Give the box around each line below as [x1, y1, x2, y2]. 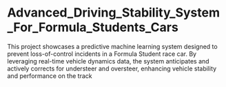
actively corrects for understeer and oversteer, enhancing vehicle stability [7, 64, 217, 72]
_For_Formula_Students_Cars [7, 19, 179, 35]
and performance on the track [7, 71, 92, 80]
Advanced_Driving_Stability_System [7, 5, 220, 21]
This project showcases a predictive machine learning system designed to [7, 42, 218, 50]
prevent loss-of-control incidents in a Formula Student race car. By [7, 50, 197, 58]
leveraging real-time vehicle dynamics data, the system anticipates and [7, 57, 209, 65]
